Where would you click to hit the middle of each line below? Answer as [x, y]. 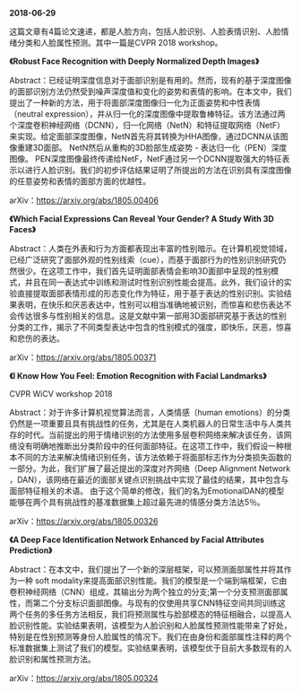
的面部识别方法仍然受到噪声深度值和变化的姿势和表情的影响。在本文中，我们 [150, 92]
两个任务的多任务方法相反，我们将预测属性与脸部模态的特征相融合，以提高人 [150, 614]
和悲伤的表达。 [37, 338]
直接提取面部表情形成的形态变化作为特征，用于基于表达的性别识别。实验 [150, 293]
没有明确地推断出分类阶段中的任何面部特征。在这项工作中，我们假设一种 [150, 446]
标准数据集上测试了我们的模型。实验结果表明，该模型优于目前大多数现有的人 [150, 648]
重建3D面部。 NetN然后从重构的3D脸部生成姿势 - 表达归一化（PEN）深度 [152, 148]
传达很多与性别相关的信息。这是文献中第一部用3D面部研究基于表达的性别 [151, 316]
